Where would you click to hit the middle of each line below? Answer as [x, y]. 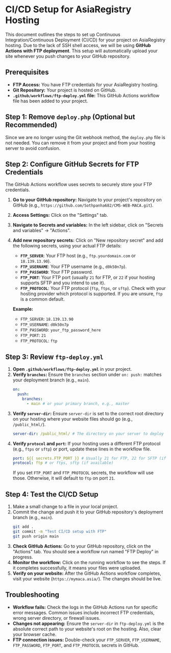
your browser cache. [34, 634]
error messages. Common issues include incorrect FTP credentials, [83, 613]
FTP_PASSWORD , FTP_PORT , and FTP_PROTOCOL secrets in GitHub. [76, 645]
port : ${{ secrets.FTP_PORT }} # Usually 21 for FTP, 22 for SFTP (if [89, 458]
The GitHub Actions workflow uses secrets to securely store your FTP [79, 185]
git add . [23, 527]
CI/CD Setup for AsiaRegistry [68, 9]
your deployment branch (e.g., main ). [51, 380]
